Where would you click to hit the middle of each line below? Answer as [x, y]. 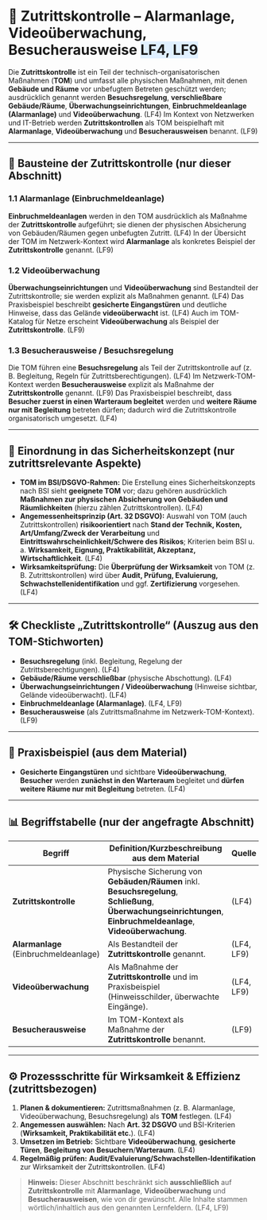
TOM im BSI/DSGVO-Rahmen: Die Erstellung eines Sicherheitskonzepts [137, 482]
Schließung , [131, 901]
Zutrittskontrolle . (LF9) [46, 330]
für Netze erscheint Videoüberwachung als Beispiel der [128, 321]
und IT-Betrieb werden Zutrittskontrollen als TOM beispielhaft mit [116, 122]
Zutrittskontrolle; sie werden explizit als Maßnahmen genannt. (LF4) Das [126, 296]
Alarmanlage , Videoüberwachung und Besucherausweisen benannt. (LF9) [133, 131]
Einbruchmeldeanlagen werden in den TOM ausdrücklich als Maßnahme [128, 216]
